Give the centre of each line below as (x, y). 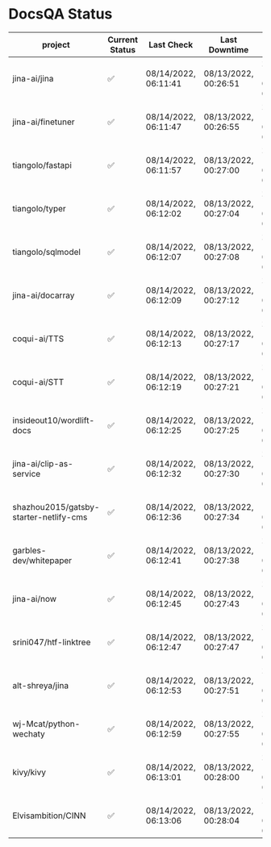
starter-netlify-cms (50, 517)
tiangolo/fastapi (42, 165)
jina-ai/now (35, 599)
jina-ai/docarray (44, 295)
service (27, 474)
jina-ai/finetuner (44, 122)
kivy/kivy (29, 772)
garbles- (29, 550)
